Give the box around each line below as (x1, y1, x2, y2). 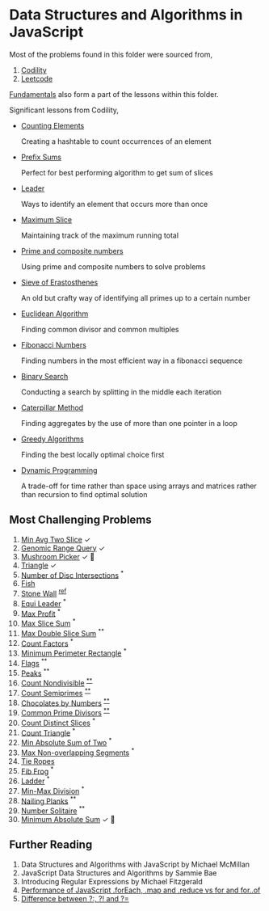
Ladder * (20, 774, 50, 786)
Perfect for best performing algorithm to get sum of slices (20, 167, 213, 177)
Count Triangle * (20, 726, 76, 737)
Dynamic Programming (20, 465, 98, 474)
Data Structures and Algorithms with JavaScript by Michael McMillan (20, 859, 250, 869)
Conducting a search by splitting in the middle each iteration (20, 386, 222, 397)
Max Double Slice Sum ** (20, 627, 104, 638)
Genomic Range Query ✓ (20, 543, 106, 553)
